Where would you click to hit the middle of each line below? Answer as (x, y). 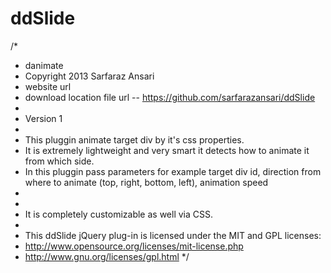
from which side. (59, 161)
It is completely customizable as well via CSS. (119, 214)
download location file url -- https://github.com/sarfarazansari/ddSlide (170, 97)
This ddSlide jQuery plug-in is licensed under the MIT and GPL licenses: (173, 235)
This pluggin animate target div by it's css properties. (134, 139)
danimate (44, 65)
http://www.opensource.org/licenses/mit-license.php (134, 246)
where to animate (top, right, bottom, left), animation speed (146, 182)
